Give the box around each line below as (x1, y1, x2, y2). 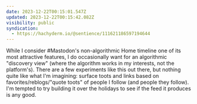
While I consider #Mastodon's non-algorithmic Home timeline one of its (6, 47, 182, 54)
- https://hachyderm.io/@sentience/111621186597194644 (11, 31, 151, 37)
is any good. (6, 92, 37, 99)
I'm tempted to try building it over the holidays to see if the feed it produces (6, 85, 192, 92)
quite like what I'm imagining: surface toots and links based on (6, 73, 160, 80)
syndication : (6, 25, 39, 31)
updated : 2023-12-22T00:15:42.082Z (6, 14, 95, 20)
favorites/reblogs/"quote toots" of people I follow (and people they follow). (6, 78, 189, 86)
